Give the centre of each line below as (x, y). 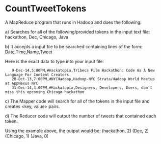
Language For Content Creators (37, 74)
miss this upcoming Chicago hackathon (45, 92)
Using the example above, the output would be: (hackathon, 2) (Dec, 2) (77, 131)
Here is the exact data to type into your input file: (54, 61)
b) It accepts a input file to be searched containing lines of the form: (74, 46)
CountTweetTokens (46, 9)
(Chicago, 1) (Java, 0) (27, 136)
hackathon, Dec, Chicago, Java (37, 37)
